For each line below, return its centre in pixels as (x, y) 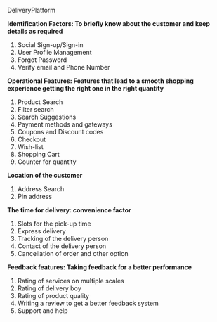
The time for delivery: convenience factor (69, 210)
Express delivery (41, 231)
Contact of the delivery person (62, 246)
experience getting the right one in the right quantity (85, 88)
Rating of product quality (53, 296)
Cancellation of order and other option (73, 253)
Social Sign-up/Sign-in (50, 45)
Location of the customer (45, 175)
